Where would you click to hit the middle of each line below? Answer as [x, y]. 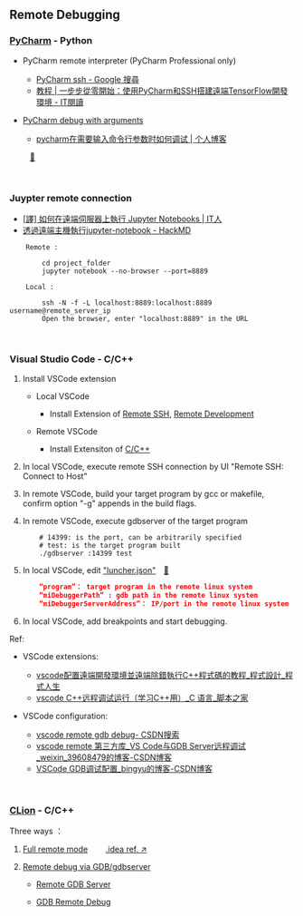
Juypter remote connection [71, 198]
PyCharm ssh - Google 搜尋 [88, 79]
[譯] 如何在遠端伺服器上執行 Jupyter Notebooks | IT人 [122, 219]
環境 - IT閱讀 [60, 102]
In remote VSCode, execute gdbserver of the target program [135, 521]
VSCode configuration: [65, 716]
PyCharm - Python [51, 41]
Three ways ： [36, 831]
